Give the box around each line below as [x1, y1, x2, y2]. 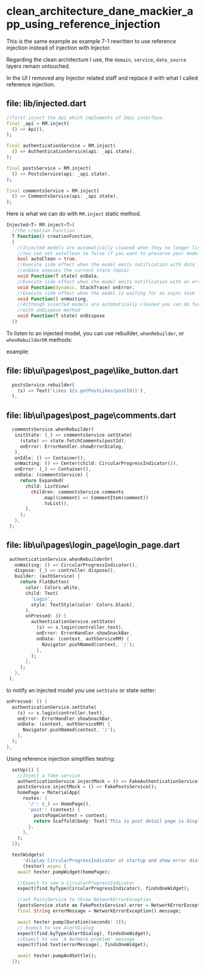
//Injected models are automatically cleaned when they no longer [17, 245, 190, 251]
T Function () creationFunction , [12, 233, 95, 239]
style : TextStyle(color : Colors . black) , [31, 601, 135, 608]
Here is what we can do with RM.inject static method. [6, 210, 142, 218]
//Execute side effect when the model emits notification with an [17, 278, 190, 285]
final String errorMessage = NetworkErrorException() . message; [17, 908, 182, 914]
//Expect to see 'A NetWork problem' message [17, 936, 135, 942]
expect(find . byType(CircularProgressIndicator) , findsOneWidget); [17, 886, 190, 892]
